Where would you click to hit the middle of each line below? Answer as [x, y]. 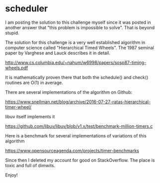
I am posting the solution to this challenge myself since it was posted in [78, 22]
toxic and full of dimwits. [30, 165]
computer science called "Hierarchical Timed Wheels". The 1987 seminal [80, 47]
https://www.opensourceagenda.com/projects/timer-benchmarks [72, 150]
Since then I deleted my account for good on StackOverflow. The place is [80, 160]
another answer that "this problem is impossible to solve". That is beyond [80, 27]
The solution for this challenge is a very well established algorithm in [75, 42]
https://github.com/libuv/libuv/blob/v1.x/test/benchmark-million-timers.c [79, 126]
